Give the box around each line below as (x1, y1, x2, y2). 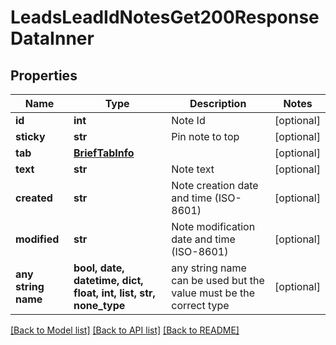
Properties (10, 67, 78, 84)
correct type (171, 299, 230, 312)
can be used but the (171, 274, 265, 287)
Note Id (171, 114, 206, 127)
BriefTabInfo (73, 146, 135, 160)
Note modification (171, 220, 256, 233)
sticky (15, 130, 46, 143)
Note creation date (171, 179, 259, 192)
